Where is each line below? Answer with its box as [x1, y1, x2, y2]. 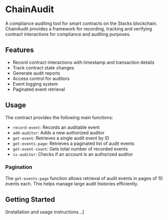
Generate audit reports [12, 70, 60, 76]
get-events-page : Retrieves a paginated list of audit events [12, 140, 135, 146]
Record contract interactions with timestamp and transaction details [12, 59, 155, 65]
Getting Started [5, 195, 55, 204]
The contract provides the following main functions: [5, 114, 113, 120]
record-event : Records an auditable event [12, 124, 100, 130]
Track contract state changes [12, 64, 75, 70]
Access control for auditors [12, 75, 70, 82]
